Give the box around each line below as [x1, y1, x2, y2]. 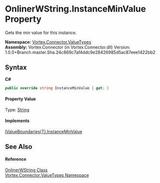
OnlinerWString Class [5, 167, 48, 173]
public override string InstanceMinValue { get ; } [5, 86, 109, 91]
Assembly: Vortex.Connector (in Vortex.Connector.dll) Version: [5, 44, 131, 50]
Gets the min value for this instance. [5, 30, 77, 35]
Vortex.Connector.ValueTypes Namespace [5, 172, 89, 178]
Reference [5, 156, 27, 162]
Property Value [5, 96, 36, 102]
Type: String [5, 107, 29, 112]
